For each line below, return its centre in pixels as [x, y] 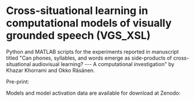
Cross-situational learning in [77, 11]
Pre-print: [18, 81]
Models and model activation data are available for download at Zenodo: [93, 93]
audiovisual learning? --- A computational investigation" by [103, 64]
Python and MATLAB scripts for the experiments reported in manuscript [93, 51]
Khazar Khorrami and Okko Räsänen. [51, 70]
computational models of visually [89, 23]
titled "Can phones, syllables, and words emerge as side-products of [89, 58]
